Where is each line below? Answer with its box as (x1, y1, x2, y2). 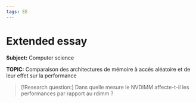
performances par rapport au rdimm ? (20, 90, 114, 97)
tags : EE (6, 8, 28, 15)
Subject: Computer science (6, 54, 74, 61)
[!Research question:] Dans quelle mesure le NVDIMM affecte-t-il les (20, 83, 189, 90)
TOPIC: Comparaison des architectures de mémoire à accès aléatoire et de (6, 65, 191, 73)
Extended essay (6, 34, 88, 48)
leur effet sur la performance (6, 72, 77, 79)
